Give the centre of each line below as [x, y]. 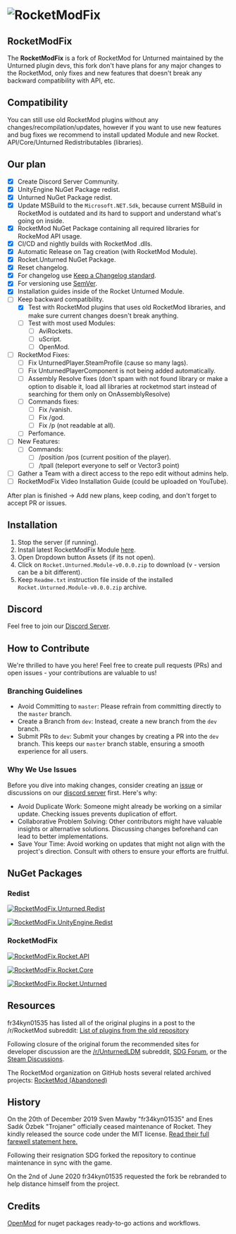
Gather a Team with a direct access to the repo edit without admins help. [123, 473]
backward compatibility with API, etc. [61, 80]
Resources [31, 1006]
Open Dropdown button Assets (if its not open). [86, 557]
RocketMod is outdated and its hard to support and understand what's [119, 213]
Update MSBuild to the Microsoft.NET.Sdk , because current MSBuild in [120, 205]
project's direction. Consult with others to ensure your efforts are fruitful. [123, 851]
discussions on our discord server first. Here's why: [82, 792]
